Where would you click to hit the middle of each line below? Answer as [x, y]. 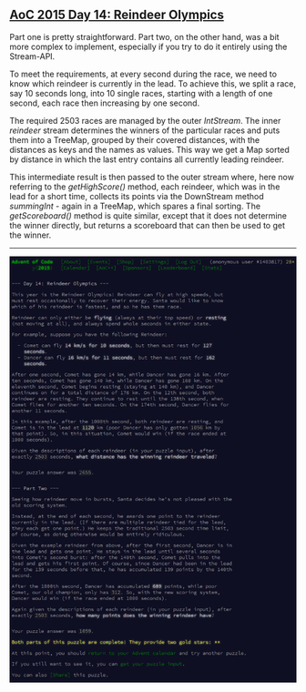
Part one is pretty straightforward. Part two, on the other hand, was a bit [144, 36]
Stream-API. [32, 56]
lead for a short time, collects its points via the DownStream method [137, 196]
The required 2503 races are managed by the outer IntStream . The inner [145, 120]
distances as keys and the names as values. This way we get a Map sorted [149, 149]
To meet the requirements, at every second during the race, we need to [143, 74]
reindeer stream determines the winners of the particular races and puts [145, 130]
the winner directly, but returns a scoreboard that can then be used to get [147, 225]
